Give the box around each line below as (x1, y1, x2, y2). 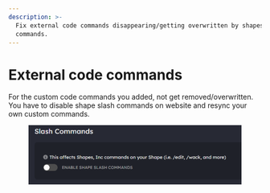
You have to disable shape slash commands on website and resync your (8, 101, 247, 110)
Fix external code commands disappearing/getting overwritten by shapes (15, 21, 264, 30)
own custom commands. (8, 109, 90, 119)
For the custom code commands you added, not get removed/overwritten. (8, 92, 254, 102)
